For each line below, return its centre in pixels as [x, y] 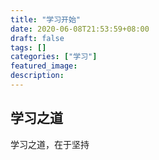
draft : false [37, 38]
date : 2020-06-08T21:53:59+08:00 [80, 29]
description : [37, 76]
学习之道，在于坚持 [50, 144]
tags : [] [28, 47]
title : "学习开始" [46, 19]
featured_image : [44, 66]
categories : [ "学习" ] [54, 57]
